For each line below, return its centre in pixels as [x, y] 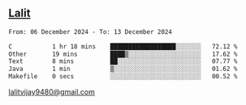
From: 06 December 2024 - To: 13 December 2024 [91, 31]
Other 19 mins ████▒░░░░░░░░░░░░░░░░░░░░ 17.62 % [123, 54]
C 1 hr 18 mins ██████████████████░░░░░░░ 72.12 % [123, 46]
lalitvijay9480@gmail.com [52, 92]
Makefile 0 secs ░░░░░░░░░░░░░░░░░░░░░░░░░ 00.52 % [123, 77]
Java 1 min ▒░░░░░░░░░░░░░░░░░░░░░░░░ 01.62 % [123, 69]
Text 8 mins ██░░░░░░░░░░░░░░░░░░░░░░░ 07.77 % [123, 61]
